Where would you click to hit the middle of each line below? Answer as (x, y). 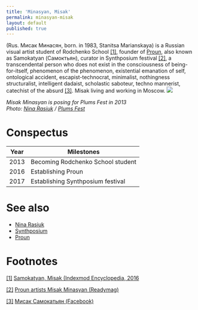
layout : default (26, 23)
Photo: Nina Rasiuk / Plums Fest (46, 109)
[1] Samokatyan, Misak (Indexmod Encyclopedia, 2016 (73, 278)
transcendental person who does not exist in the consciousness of (88, 65)
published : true (26, 28)
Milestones (83, 152)
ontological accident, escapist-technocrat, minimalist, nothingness (88, 77)
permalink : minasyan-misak (40, 17)
